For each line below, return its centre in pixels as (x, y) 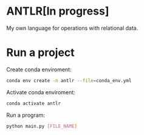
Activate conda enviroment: (41, 92)
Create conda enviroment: (39, 69)
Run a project (40, 53)
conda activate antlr (34, 103)
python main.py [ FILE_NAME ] (42, 126)
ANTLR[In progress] (58, 11)
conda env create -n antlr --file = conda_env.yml (69, 80)
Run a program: (26, 115)
